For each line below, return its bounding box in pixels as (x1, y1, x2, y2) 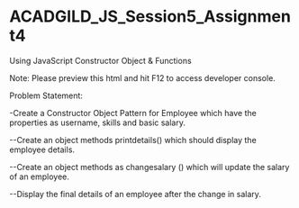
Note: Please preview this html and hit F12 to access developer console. (9, 72, 276, 83)
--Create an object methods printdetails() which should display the (9, 134, 257, 145)
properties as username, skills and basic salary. (9, 117, 186, 128)
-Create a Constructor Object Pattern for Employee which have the (9, 107, 257, 118)
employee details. (9, 144, 75, 155)
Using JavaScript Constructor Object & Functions (9, 55, 192, 66)
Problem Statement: (9, 90, 84, 101)
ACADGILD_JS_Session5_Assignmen (9, 6, 291, 27)
